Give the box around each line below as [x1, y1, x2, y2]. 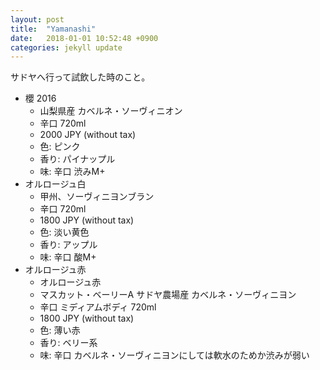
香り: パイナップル [39, 153, 116, 165]
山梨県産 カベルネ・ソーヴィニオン [39, 105, 183, 117]
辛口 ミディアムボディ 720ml [39, 301, 157, 313]
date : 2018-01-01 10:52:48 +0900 [10, 33, 159, 43]
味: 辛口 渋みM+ [39, 166, 106, 178]
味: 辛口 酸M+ [39, 251, 97, 263]
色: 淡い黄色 [39, 226, 90, 238]
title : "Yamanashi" [10, 24, 97, 34]
